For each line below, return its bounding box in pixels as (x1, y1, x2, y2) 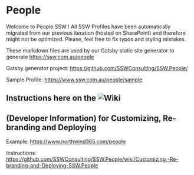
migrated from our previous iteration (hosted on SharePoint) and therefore (6, 29, 186, 36)
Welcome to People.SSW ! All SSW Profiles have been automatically (6, 23, 171, 30)
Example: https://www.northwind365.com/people (6, 138, 126, 145)
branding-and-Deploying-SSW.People (6, 162, 98, 169)
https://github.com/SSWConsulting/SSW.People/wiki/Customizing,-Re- (6, 156, 179, 163)
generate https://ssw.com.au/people (6, 53, 94, 60)
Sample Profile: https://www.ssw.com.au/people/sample (6, 76, 143, 83)
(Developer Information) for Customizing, (6, 113, 162, 123)
